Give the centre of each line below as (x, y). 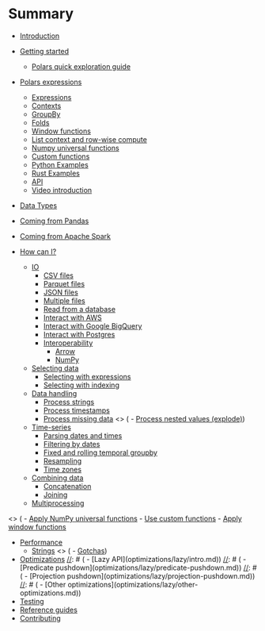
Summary (41, 14)
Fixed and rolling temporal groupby (100, 452)
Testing (32, 601)
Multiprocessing (58, 503)
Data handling (54, 393)
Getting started (44, 51)
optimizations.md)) (50, 593)
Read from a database (79, 309)
